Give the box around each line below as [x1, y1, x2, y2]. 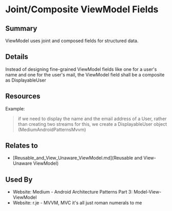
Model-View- [133, 189, 162, 195]
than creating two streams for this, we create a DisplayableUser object [17, 121, 167, 127]
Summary [5, 24, 37, 33]
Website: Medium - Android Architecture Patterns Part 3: [12, 189, 132, 195]
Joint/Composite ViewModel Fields [5, 4, 159, 15]
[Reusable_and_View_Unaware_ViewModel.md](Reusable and [12, 155, 143, 161]
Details [5, 52, 28, 61]
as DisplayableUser [5, 77, 46, 83]
